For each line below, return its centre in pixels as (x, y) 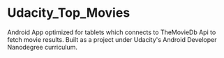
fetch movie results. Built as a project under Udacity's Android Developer (112, 39)
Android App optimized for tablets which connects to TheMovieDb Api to (112, 32)
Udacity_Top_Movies (69, 13)
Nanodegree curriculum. (43, 47)
